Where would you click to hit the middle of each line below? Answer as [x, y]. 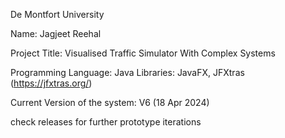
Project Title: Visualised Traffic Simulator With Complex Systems [143, 53]
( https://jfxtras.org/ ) [51, 83]
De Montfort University [57, 14]
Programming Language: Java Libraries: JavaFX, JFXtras [127, 72]
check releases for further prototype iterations [106, 122]
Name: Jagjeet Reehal [56, 33]
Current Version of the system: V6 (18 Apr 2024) [110, 102]
